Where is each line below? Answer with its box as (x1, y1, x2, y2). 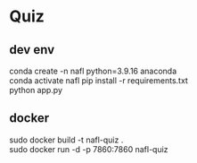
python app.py (9, 85, 63, 95)
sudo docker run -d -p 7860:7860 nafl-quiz (9, 143, 168, 154)
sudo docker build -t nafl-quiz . (9, 134, 124, 145)
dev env (9, 42, 55, 57)
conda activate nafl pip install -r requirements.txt (9, 75, 189, 86)
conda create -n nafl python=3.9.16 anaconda (9, 65, 177, 76)
